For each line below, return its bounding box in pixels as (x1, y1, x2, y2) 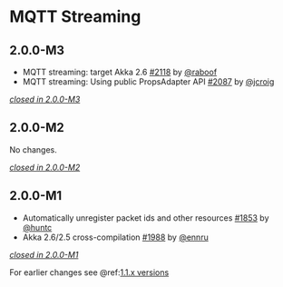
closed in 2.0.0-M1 (9, 249, 79, 260)
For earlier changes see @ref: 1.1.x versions (9, 266, 170, 278)
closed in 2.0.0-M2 (9, 162, 81, 173)
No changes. (9, 143, 57, 155)
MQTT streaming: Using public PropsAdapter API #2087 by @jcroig (22, 76, 275, 87)
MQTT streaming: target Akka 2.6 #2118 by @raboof (22, 66, 218, 77)
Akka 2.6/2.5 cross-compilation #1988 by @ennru (22, 232, 209, 242)
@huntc (22, 222, 53, 233)
